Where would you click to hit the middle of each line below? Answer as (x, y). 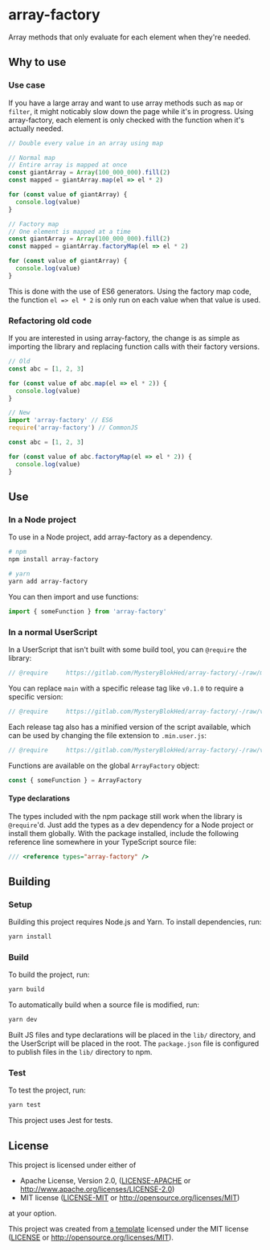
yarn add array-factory (48, 581)
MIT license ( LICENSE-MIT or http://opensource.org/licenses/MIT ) (130, 1198)
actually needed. (36, 128)
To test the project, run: (47, 1090)
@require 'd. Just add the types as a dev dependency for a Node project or (131, 825)
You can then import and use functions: (74, 596)
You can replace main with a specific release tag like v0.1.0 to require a (126, 688)
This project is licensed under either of (72, 1165)
